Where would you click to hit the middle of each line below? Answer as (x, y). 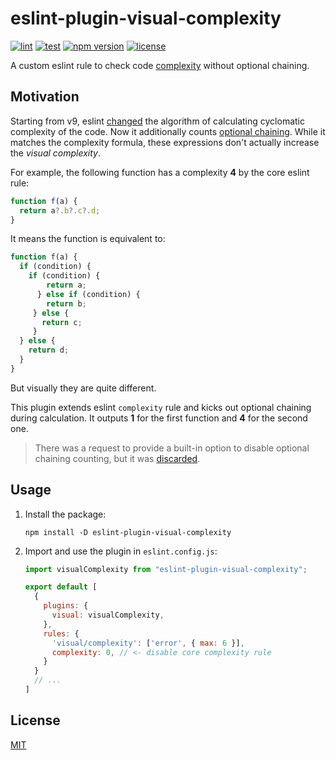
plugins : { (66, 606)
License (35, 720)
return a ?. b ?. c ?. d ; (60, 210)
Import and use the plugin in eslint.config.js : (121, 551)
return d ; (49, 350)
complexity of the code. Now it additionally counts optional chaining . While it (168, 131)
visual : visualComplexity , (108, 615)
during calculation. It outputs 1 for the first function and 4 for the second (159, 418)
